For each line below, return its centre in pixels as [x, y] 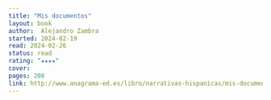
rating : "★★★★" [34, 61]
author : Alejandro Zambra [54, 31]
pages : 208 [27, 76]
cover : [19, 69]
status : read [30, 53]
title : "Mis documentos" [50, 16]
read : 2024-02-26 [38, 46]
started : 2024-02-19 [43, 38]
